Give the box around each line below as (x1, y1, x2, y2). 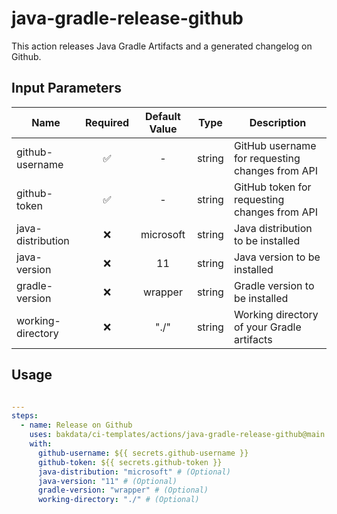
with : (29, 439, 53, 449)
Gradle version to (233, 278, 315, 292)
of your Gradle (233, 320, 302, 334)
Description (249, 115, 307, 129)
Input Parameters (11, 80, 122, 97)
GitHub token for (233, 180, 312, 194)
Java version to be (233, 250, 321, 264)
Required (85, 115, 130, 129)
